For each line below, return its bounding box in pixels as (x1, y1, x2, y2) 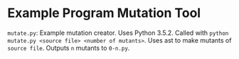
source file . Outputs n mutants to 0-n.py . (7, 43, 130, 52)
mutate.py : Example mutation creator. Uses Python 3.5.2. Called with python (7, 28, 229, 37)
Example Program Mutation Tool (7, 5, 201, 21)
